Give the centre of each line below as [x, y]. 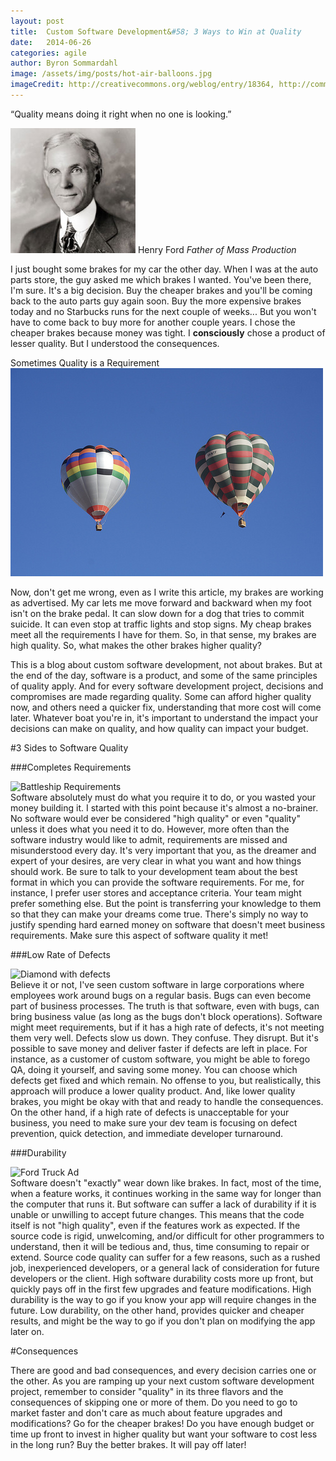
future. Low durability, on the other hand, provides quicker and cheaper [157, 1310]
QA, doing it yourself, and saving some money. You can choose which [154, 1069]
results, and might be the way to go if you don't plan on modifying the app [163, 1321]
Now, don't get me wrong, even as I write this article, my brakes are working [167, 592]
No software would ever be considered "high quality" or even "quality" [155, 818]
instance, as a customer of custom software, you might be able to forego [160, 1059]
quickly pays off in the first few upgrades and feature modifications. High [161, 1289]
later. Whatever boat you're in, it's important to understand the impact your [164, 717]
